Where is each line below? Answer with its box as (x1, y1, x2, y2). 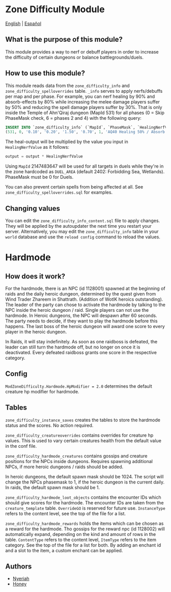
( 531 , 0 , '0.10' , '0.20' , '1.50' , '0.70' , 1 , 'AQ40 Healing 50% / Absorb (5, 129, 165, 134)
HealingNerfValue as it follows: (5, 144, 70, 150)
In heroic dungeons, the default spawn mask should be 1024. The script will (5, 473, 164, 479)
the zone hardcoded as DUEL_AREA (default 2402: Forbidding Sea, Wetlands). (5, 169, 165, 175)
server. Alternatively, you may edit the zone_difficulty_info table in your (5, 228, 159, 234)
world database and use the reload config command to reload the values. (5, 234, 160, 240)
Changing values (5, 204, 60, 212)
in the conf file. (5, 443, 37, 449)
